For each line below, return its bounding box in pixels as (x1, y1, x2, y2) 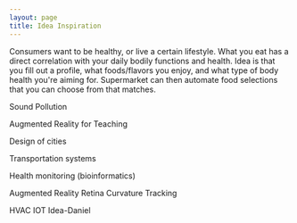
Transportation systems (9, 153, 96, 163)
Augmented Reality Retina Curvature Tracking (9, 187, 177, 198)
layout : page (9, 12, 58, 22)
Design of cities (9, 136, 67, 146)
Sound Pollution (9, 101, 68, 111)
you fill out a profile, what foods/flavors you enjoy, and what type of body (9, 64, 279, 76)
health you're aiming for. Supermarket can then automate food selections (9, 74, 278, 85)
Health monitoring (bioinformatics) (9, 170, 136, 181)
